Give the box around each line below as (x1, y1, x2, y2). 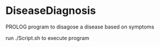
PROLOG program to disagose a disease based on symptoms (5, 23, 155, 30)
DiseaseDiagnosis (5, 4, 96, 17)
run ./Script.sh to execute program (5, 34, 90, 41)
